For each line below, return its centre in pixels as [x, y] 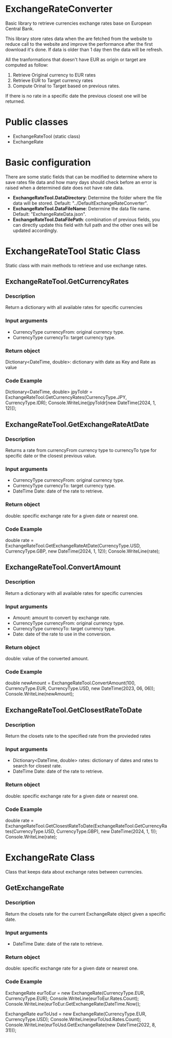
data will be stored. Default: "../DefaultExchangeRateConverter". [80, 203]
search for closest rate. [37, 766]
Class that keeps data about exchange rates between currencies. [74, 872]
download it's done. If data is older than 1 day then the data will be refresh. [84, 49]
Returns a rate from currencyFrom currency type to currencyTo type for [81, 450]
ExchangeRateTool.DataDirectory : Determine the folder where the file [87, 197]
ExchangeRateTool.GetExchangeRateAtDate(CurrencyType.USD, [73, 545]
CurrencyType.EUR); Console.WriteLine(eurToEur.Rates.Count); [72, 998]
